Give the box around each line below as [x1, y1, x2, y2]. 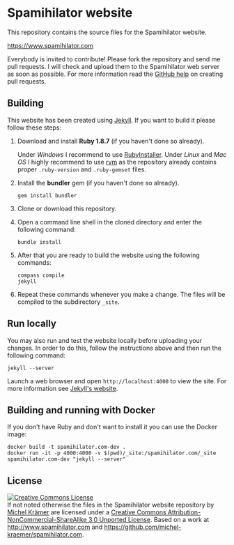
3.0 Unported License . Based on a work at [88, 516, 210, 524]
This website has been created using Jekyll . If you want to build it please [7, 116, 216, 124]
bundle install [17, 238, 62, 245]
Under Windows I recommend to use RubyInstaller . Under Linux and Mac [17, 150, 227, 158]
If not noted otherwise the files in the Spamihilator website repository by [7, 500, 214, 509]
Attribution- [167, 508, 201, 516]
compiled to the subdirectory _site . [17, 298, 120, 306]
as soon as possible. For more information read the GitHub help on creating [7, 70, 224, 78]
